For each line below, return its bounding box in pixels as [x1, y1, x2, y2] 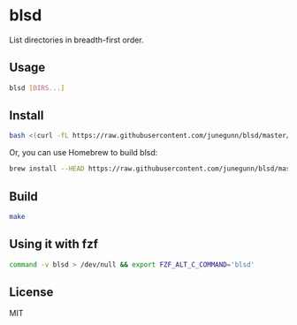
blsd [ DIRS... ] [9, 83, 65, 93]
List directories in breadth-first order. [9, 34, 144, 45]
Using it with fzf [9, 237, 99, 252]
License [9, 284, 54, 299]
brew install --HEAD [9, 164, 86, 173]
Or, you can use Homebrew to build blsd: [9, 147, 158, 158]
